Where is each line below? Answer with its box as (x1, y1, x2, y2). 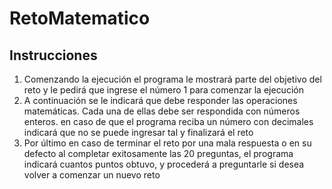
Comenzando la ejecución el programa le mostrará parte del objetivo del (23, 73, 322, 85)
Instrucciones (9, 47, 98, 64)
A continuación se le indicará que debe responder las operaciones (23, 95, 298, 106)
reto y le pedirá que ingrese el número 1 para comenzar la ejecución (23, 84, 304, 96)
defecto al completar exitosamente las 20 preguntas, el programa (23, 148, 294, 159)
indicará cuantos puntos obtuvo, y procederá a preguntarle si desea (23, 158, 305, 170)
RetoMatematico (9, 7, 151, 30)
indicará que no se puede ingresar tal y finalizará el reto (23, 127, 254, 138)
